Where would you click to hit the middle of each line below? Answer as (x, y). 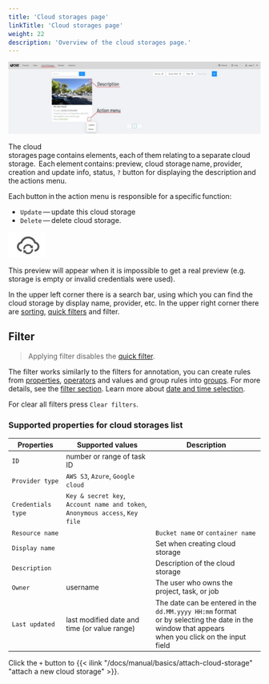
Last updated (33, 625)
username (83, 587)
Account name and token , (106, 504)
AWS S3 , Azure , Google (100, 476)
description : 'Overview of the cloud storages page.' (100, 42)
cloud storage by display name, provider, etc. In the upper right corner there (134, 303)
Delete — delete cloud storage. (70, 220)
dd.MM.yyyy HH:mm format (196, 611)
